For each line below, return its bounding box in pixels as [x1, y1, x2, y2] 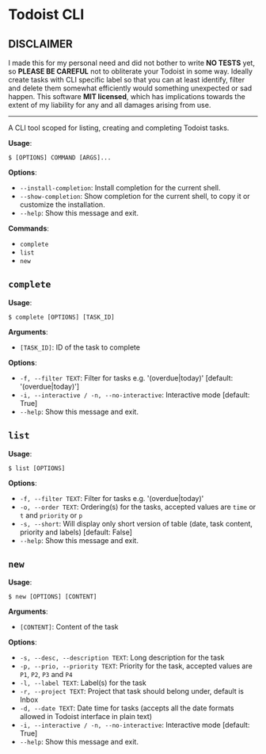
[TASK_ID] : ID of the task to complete [19, 343, 141, 352]
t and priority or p [19, 510, 83, 520]
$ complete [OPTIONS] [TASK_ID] [8, 313, 115, 321]
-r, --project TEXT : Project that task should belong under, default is [19, 687, 244, 696]
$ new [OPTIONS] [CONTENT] [8, 593, 97, 601]
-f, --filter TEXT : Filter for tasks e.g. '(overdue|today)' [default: [19, 373, 234, 382]
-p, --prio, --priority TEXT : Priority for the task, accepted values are [19, 661, 253, 671]
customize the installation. [19, 200, 105, 209]
